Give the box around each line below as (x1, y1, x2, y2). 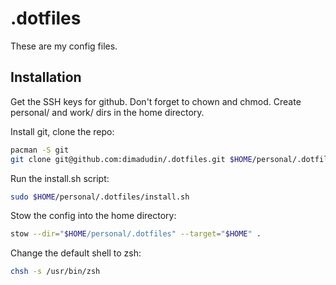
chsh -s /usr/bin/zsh (10, 267, 101, 277)
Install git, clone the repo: (10, 125, 115, 137)
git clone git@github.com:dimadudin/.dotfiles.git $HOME (10, 154, 253, 164)
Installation (10, 69, 82, 86)
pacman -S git (10, 145, 70, 155)
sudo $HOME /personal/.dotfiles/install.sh (10, 192, 190, 202)
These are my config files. (10, 40, 118, 52)
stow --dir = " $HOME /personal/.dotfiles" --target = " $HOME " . (10, 229, 262, 239)
